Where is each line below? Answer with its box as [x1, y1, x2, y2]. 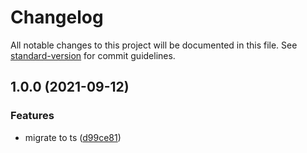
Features [10, 109, 55, 123]
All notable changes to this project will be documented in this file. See [10, 39, 298, 51]
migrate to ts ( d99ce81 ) [24, 131, 122, 143]
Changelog [10, 6, 104, 29]
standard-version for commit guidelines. [10, 49, 176, 61]
